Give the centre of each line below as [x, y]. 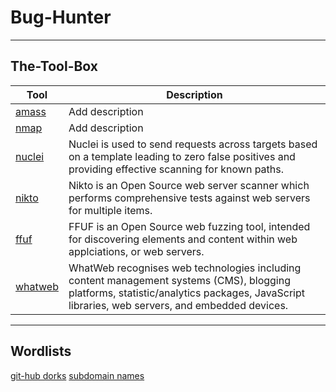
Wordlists [41, 351]
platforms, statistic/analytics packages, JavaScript [187, 293]
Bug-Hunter [61, 17]
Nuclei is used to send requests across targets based [193, 144]
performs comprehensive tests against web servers [189, 198]
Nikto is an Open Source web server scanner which [189, 185]
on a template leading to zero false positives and [182, 156]
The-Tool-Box [54, 66]
